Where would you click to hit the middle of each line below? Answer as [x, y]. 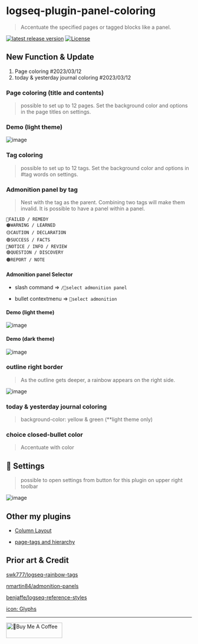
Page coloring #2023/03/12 [48, 71]
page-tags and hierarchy [45, 542]
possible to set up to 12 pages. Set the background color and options [104, 106]
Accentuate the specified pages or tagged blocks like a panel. [96, 27]
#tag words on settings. [49, 174]
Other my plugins [39, 516]
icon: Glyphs [22, 609]
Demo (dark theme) [30, 338]
